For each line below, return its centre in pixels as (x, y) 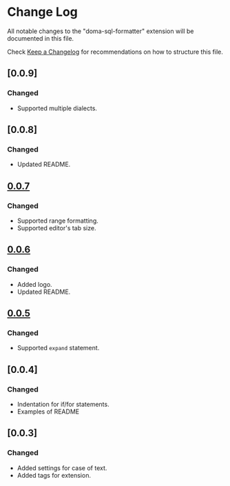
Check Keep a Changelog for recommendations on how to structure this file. (115, 52)
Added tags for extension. (54, 475)
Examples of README (48, 412)
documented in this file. (41, 38)
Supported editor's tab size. (56, 228)
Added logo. (35, 284)
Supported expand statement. (58, 348)
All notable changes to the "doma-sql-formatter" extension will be (101, 31)
